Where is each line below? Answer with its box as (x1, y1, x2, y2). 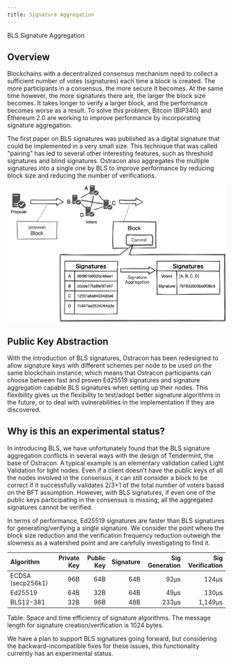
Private (58, 554, 80, 562)
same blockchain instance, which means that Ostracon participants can (7, 368, 212, 377)
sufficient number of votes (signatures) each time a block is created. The (7, 77, 216, 85)
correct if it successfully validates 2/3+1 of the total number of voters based (7, 481, 224, 489)
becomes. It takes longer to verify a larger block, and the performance (7, 99, 208, 108)
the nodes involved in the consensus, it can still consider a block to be (7, 473, 208, 482)
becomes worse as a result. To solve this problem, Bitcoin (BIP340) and (7, 106, 212, 114)
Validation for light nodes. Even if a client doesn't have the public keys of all (7, 466, 223, 475)
